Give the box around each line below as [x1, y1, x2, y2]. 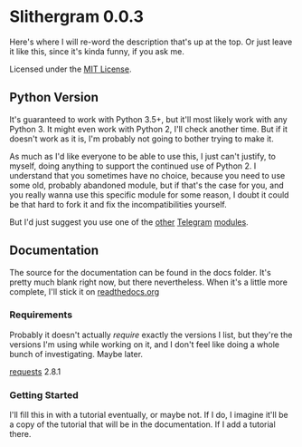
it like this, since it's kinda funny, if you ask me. [9, 45, 185, 56]
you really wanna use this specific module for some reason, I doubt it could [9, 189, 289, 200]
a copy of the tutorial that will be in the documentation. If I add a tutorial [9, 419, 276, 430]
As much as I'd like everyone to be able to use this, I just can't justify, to [9, 151, 276, 161]
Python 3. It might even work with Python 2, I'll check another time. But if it [9, 123, 288, 134]
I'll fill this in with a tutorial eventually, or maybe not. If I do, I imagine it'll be [9, 410, 289, 421]
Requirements [9, 308, 73, 321]
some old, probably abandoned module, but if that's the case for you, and [9, 180, 284, 190]
